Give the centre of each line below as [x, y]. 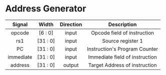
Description [122, 24]
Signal [20, 24]
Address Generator [46, 9]
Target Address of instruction [122, 65]
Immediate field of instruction [123, 57]
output [71, 65]
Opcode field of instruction [122, 33]
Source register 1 [123, 41]
